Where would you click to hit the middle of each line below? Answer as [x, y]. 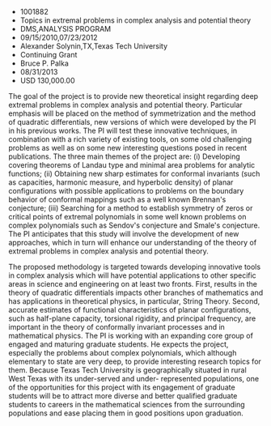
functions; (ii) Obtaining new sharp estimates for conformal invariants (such [134, 174]
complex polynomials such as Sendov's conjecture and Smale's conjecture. [134, 225]
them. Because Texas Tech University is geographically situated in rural [127, 370]
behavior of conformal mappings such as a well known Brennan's [117, 199]
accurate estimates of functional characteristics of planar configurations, [130, 310]
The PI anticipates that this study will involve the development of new [124, 234]
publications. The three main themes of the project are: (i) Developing [124, 156]
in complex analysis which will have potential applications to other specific [132, 275]
